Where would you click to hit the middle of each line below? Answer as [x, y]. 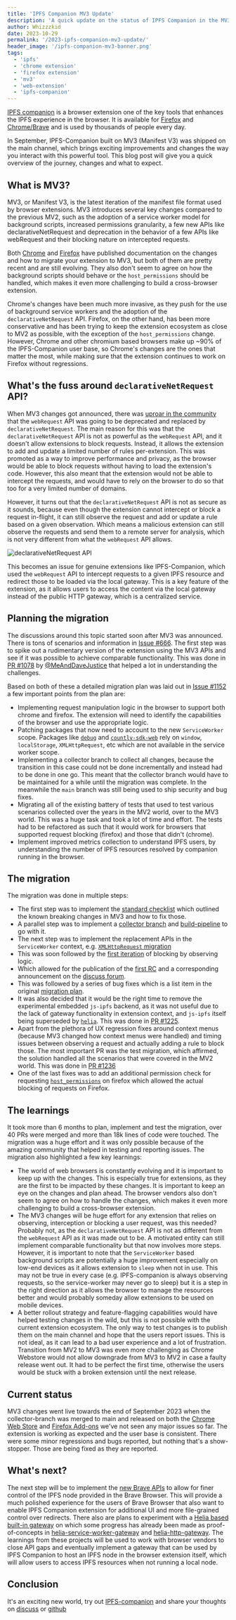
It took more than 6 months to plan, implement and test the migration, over [115, 1128]
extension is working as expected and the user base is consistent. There [112, 1433]
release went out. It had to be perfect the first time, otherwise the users [121, 1365]
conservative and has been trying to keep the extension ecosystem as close [117, 326]
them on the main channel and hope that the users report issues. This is [122, 1335]
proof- [216, 1524]
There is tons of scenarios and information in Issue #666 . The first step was [117, 643]
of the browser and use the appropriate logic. [83, 722]
